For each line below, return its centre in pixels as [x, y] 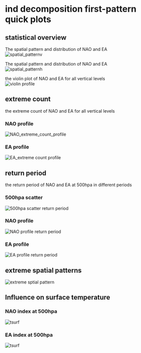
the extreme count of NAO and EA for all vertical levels [60, 111]
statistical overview [36, 37]
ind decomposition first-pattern [71, 9]
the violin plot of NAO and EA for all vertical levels [55, 79]
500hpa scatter [24, 198]
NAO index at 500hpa [31, 311]
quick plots [28, 19]
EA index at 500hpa [29, 335]
